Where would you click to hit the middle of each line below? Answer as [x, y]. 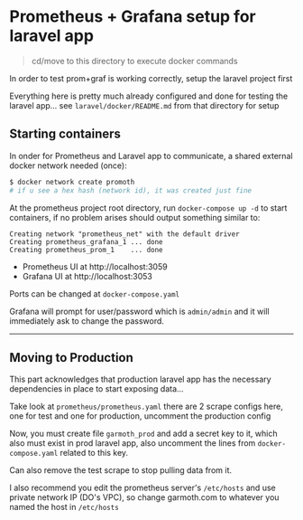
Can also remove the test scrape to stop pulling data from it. [121, 470]
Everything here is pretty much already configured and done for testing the [149, 96]
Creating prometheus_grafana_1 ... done [87, 241]
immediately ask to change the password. [87, 321]
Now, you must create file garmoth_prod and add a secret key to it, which [143, 434]
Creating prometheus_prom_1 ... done [87, 250]
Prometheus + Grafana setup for [133, 17]
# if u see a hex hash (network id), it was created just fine [131, 190]
